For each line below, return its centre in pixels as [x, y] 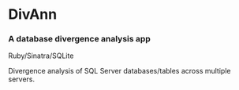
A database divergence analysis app [80, 39]
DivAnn [33, 14]
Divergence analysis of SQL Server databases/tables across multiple [119, 71]
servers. [22, 79]
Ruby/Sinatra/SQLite [41, 56]
